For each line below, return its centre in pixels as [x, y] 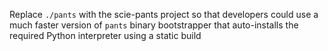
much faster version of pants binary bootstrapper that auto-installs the [154, 25]
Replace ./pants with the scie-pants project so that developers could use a [164, 14]
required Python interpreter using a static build [105, 35]
